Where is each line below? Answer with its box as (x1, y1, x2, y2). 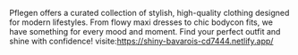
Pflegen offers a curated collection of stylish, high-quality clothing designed (9, 8, 290, 18)
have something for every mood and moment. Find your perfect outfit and (9, 27, 281, 36)
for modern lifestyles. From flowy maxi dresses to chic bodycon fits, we (9, 17, 273, 27)
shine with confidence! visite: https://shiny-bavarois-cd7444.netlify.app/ (9, 35, 274, 46)
